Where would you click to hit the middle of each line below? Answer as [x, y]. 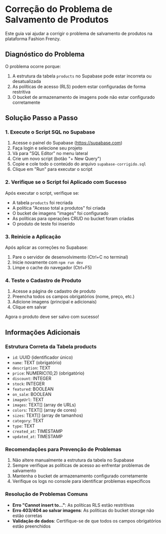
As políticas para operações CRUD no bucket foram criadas [73, 218]
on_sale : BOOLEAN [32, 394]
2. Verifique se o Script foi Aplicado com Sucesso [66, 182]
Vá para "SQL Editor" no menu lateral [50, 153]
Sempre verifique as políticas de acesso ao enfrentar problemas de [81, 465]
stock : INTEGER [28, 384]
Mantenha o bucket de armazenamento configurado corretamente [80, 476]
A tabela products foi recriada [42, 203]
